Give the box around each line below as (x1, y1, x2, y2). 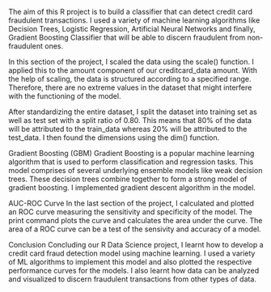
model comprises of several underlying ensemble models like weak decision (8, 166, 263, 175)
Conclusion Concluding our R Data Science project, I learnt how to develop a (8, 240, 264, 249)
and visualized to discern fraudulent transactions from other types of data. (8, 274, 257, 284)
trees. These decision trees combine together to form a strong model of (8, 174, 248, 184)
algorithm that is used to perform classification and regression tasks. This (8, 157, 254, 167)
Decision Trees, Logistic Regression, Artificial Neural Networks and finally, (8, 24, 256, 33)
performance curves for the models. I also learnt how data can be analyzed (8, 266, 260, 275)
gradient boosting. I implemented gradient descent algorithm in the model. (8, 183, 256, 193)
